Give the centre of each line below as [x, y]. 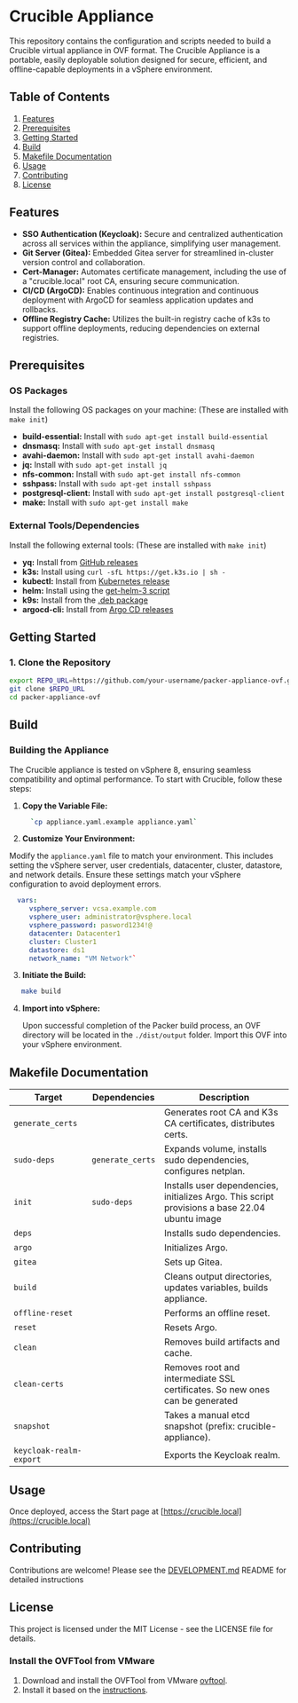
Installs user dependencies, [221, 1186]
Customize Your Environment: [78, 839]
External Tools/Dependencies [74, 525]
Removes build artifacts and [222, 1342]
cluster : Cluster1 [63, 942]
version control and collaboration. [83, 262]
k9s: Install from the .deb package [85, 600]
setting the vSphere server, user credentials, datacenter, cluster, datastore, [146, 865]
